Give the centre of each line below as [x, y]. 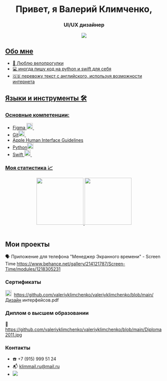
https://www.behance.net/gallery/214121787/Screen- [71, 264]
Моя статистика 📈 [29, 168]
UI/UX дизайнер [84, 25]
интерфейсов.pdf [40, 300]
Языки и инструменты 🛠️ [46, 98]
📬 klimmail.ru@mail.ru [36, 366]
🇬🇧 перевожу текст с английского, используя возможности [77, 76]
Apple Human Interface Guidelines [48, 140]
